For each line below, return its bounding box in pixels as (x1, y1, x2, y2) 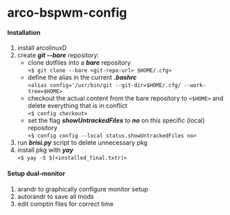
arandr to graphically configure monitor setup (17, 184, 148, 193)
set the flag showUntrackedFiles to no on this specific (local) (27, 116, 206, 125)
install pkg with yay (17, 146, 74, 154)
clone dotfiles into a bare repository (27, 58, 131, 67)
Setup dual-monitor (7, 169, 66, 177)
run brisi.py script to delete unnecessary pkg (17, 138, 148, 147)
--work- (183, 82, 206, 89)
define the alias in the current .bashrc (27, 73, 137, 81)
